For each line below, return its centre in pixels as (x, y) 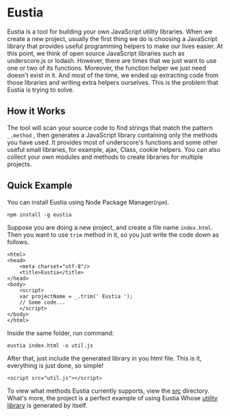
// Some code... (43, 302)
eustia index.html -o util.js (50, 346)
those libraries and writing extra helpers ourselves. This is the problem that (113, 82)
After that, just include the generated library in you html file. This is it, (104, 358)
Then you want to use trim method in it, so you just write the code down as (113, 235)
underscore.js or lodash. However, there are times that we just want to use (112, 60)
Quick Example (40, 186)
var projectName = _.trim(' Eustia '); (76, 296)
